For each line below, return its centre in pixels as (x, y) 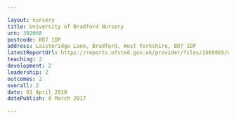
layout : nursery (31, 20)
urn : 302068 (25, 33)
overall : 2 (23, 85)
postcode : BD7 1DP (34, 39)
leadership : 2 (28, 72)
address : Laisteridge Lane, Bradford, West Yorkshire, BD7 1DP (102, 46)
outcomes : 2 (25, 79)
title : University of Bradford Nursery (66, 26)
